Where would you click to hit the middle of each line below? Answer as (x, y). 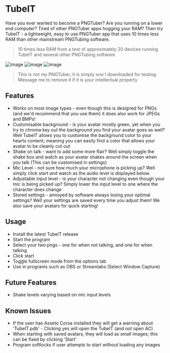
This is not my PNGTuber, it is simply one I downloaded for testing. (88, 74)
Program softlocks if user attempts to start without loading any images (86, 345)
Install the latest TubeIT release (46, 234)
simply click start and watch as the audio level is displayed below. (81, 173)
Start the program (31, 239)
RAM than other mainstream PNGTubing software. (58, 39)
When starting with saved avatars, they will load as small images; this (85, 334)
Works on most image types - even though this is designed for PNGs (84, 108)
